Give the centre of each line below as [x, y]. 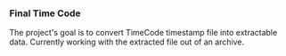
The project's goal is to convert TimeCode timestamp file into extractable [143, 33]
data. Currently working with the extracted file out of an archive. [127, 42]
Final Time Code [45, 13]
